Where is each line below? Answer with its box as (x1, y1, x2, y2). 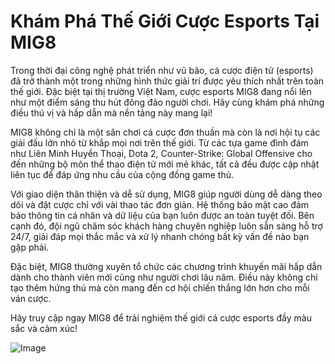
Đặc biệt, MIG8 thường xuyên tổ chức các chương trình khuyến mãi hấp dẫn (10, 260, 323, 272)
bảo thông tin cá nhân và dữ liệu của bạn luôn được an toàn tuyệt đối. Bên (10, 209, 315, 221)
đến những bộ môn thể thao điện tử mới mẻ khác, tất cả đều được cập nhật (10, 158, 320, 170)
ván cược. (10, 292, 52, 304)
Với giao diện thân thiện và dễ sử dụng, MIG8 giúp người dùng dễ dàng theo (10, 188, 323, 200)
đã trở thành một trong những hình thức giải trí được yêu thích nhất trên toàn (10, 75, 325, 87)
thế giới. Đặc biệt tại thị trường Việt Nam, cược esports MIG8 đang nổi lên (10, 85, 312, 97)
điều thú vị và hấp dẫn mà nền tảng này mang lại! (10, 106, 213, 119)
